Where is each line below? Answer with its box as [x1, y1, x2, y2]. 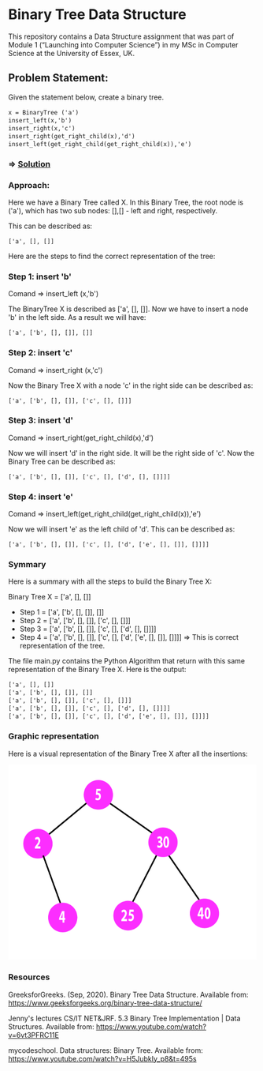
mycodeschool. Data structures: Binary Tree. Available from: [8, 1045, 203, 1055]
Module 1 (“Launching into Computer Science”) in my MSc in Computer [8, 39, 239, 49]
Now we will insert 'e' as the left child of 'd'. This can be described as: [8, 524, 235, 534]
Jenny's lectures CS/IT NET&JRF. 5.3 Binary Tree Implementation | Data [8, 1013, 241, 1023]
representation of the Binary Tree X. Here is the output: [8, 665, 187, 675]
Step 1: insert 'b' [8, 271, 72, 282]
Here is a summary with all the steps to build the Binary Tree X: [8, 577, 213, 586]
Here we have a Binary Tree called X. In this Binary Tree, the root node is [8, 197, 244, 207]
